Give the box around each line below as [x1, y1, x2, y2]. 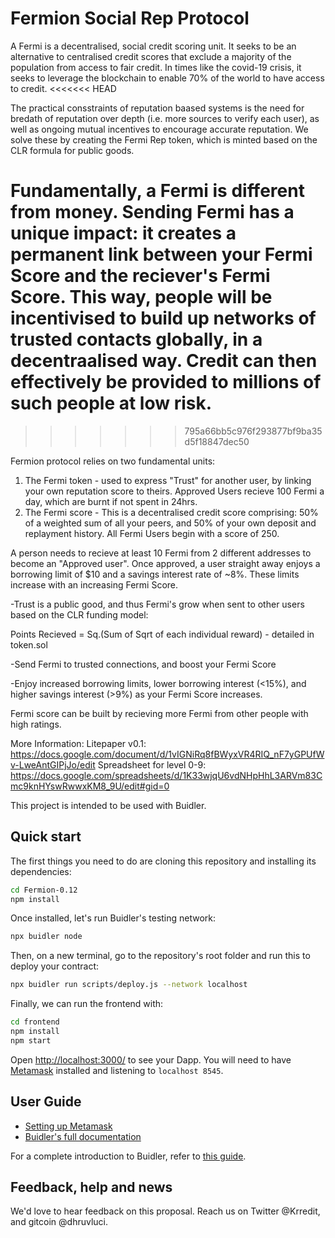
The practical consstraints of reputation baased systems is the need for [10, 102, 305, 114]
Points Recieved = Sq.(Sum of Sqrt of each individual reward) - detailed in [10, 628, 315, 640]
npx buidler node [10, 932, 83, 942]
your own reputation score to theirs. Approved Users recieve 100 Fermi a [24, 485, 325, 497]
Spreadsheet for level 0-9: [97, 758, 207, 771]
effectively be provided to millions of [10, 371, 322, 394]
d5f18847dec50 [184, 435, 250, 447]
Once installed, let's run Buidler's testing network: [10, 912, 217, 924]
